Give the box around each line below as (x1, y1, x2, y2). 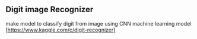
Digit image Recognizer (5, 5, 94, 15)
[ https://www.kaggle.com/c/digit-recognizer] (5, 26, 116, 33)
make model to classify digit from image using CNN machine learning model (5, 20, 192, 27)
